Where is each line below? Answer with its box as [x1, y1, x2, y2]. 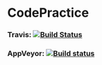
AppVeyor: [7, 49, 45, 59]
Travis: [7, 30, 32, 40]
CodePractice [7, 5, 89, 21]
